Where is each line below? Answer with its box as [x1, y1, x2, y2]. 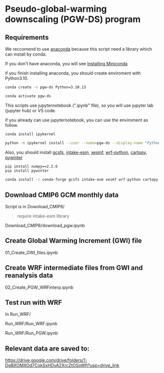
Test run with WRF [5, 298, 62, 307]
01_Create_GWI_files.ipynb [5, 250, 58, 255]
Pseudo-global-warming [5, 3, 107, 15]
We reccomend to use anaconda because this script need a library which [5, 46, 152, 52]
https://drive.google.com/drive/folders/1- [5, 357, 88, 363]
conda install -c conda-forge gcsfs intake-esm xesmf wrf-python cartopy [5, 177, 159, 182]
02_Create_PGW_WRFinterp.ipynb [5, 284, 74, 290]
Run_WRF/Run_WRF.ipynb [5, 321, 58, 327]
